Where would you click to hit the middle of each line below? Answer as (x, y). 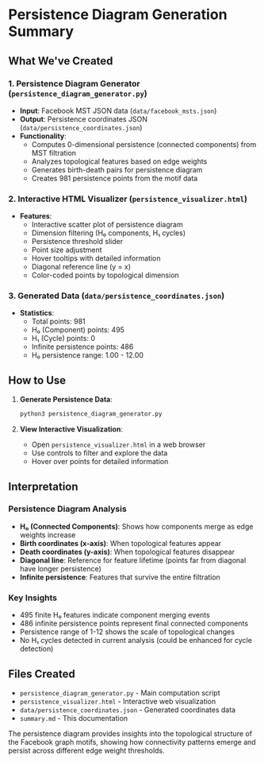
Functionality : (43, 136)
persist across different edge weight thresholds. (86, 750)
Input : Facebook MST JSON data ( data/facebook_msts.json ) (118, 110)
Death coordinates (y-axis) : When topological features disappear (127, 552)
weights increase (48, 535)
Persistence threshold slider (77, 242)
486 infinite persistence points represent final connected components (134, 624)
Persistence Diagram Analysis (67, 509)
